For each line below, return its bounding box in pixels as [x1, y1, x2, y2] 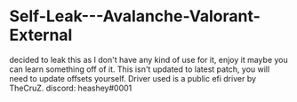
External [9, 25, 73, 45]
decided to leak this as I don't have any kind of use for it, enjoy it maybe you [9, 54, 288, 65]
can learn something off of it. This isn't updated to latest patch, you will [9, 64, 270, 75]
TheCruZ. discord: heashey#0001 [9, 82, 132, 93]
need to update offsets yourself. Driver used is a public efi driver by [9, 73, 256, 83]
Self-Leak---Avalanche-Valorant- [9, 6, 261, 27]
